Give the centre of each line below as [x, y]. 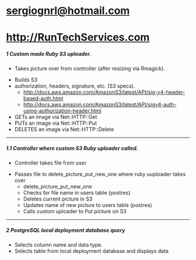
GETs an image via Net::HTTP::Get [56, 117]
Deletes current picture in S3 [58, 199]
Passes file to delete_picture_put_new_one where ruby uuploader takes [100, 174]
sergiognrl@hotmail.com [68, 11]
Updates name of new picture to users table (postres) [88, 205]
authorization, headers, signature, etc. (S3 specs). [75, 86]
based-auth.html [43, 99]
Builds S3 [26, 80]
